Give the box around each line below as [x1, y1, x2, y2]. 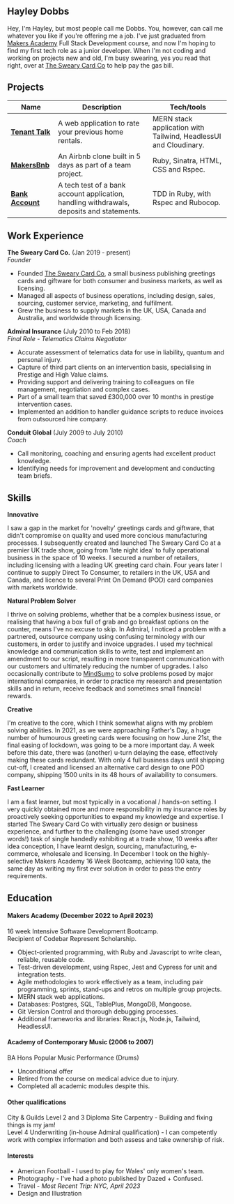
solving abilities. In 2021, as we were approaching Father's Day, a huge [7, 726, 211, 735]
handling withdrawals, [58, 197, 130, 207]
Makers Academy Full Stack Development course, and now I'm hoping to [7, 38, 216, 47]
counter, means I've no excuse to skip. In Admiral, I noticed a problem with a [7, 625, 226, 633]
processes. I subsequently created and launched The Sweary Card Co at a [7, 539, 221, 547]
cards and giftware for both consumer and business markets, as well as [17, 277, 223, 285]
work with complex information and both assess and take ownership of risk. [7, 1136, 225, 1144]
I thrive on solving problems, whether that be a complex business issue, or [7, 610, 221, 619]
